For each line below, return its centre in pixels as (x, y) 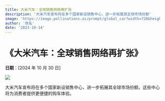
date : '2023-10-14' (25, 28)
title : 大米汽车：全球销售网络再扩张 (39, 10)
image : (12, 19)
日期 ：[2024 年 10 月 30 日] (33, 68)
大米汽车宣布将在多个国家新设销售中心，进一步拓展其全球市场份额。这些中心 (82, 87)
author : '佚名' (20, 23)
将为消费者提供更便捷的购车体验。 (40, 94)
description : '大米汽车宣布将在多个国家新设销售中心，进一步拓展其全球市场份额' (78, 14)
